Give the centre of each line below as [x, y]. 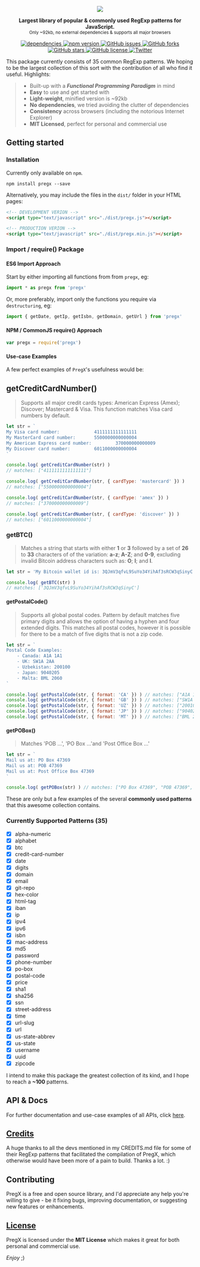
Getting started [35, 143]
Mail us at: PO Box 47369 [38, 760]
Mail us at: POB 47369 [34, 765]
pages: [15, 201]
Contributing [30, 1179]
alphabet [26, 841]
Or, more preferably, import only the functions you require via [81, 300]
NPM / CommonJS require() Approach [54, 330]
